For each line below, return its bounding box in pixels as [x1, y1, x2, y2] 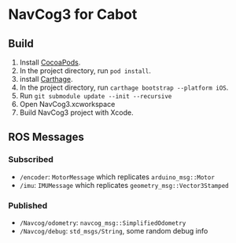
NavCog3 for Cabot [8, 6, 138, 24]
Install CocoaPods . [19, 57, 81, 67]
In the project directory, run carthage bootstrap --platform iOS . [19, 83, 229, 92]
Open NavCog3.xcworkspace [19, 100, 116, 109]
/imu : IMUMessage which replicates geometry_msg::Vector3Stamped [19, 180, 230, 190]
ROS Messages [8, 131, 85, 144]
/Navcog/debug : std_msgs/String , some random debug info [19, 226, 208, 235]
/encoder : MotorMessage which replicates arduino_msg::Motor [19, 171, 215, 182]
